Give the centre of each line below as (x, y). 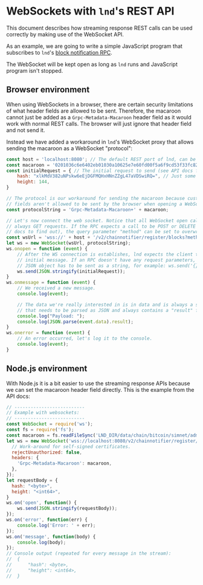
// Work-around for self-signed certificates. (71, 446)
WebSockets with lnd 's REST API (90, 11)
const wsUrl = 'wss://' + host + (48, 237)
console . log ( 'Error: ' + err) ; (56, 525)
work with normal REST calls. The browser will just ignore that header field (99, 124)
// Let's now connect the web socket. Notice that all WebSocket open (97, 220)
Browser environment (48, 90)
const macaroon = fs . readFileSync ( (51, 435)
